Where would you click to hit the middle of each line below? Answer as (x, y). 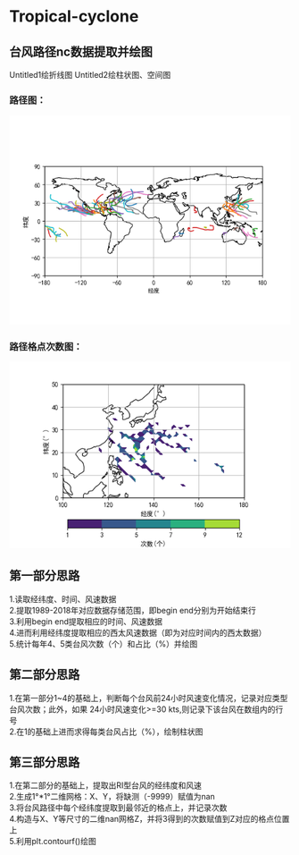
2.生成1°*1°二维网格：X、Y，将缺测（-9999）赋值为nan (112, 797)
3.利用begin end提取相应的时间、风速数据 (86, 621)
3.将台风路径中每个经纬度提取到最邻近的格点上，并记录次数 (118, 808)
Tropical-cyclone (74, 17)
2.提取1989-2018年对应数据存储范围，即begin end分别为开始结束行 (133, 610)
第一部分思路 (45, 576)
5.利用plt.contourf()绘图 (53, 842)
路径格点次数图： (46, 347)
